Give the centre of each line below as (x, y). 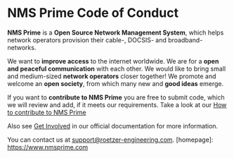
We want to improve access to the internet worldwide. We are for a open (113, 61)
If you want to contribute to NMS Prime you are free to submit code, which (116, 97)
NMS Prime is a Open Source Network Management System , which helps (116, 32)
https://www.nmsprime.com (48, 147)
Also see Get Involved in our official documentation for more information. (113, 126)
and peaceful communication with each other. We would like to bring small (117, 68)
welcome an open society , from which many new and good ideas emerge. (115, 83)
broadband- (185, 39)
